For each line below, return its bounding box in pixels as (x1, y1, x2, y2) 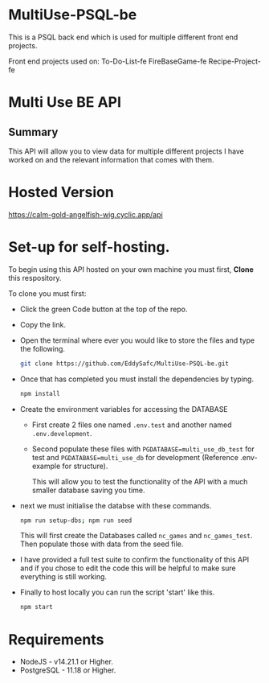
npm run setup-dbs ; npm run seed (19, 516, 132, 525)
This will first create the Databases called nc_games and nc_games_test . (19, 531, 253, 541)
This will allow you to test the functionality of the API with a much (31, 476, 248, 486)
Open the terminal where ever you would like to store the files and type (19, 335, 255, 345)
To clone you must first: (8, 288, 87, 298)
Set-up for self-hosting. (8, 238, 170, 257)
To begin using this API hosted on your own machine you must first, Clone (8, 264, 255, 274)
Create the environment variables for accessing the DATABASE (19, 404, 229, 414)
